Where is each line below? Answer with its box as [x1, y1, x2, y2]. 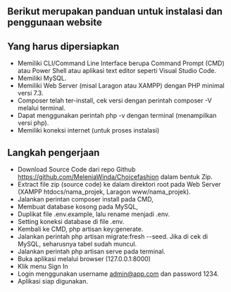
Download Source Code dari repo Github [17, 165, 136, 174]
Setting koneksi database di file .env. [17, 218, 125, 226]
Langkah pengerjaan [7, 147, 100, 159]
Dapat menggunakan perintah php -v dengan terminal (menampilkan [17, 112, 217, 120]
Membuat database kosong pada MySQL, [17, 203, 139, 211]
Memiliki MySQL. [17, 74, 67, 83]
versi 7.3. [17, 89, 44, 98]
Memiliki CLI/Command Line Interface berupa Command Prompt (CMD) [17, 59, 225, 67]
